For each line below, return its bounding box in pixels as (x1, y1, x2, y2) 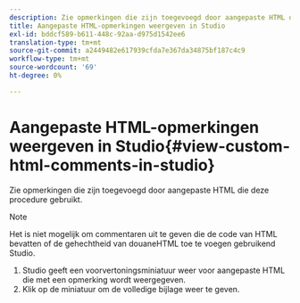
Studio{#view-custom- (115, 135, 290, 156)
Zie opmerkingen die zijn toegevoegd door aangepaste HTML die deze (9, 184, 270, 195)
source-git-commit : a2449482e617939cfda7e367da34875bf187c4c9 (9, 46, 246, 55)
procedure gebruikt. (9, 193, 83, 205)
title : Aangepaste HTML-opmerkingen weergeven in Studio (9, 21, 226, 30)
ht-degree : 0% (9, 71, 62, 80)
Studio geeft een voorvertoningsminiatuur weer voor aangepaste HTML (21, 265, 286, 275)
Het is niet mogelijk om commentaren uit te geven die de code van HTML (9, 228, 279, 239)
